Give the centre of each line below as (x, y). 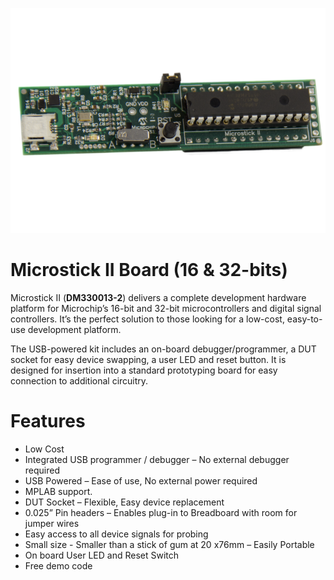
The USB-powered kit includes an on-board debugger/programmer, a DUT (163, 349)
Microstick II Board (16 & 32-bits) (149, 270)
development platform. (74, 329)
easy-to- (304, 319)
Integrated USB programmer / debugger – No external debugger (157, 459)
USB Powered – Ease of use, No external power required (141, 480)
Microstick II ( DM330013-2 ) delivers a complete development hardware (158, 297)
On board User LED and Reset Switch (102, 555)
